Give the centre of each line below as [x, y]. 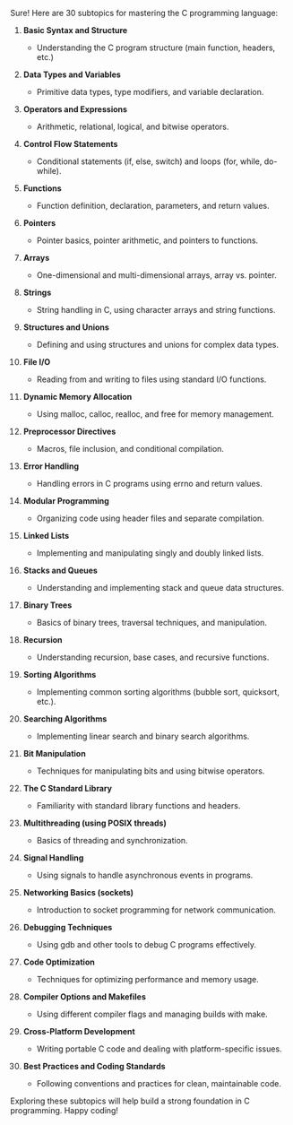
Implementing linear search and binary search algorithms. [143, 736]
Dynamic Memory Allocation [78, 397]
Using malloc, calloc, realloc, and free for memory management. [155, 414]
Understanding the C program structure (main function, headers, [156, 48]
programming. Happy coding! [65, 1110]
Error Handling [51, 466]
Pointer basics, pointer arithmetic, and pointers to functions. [147, 240]
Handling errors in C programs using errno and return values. [149, 484]
